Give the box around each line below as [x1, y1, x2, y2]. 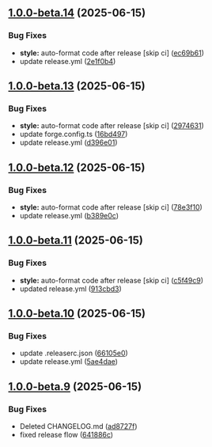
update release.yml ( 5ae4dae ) [19, 357, 119, 366]
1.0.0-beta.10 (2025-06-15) [8, 307, 146, 320]
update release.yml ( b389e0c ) [19, 211, 119, 221]
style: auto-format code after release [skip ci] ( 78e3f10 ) [19, 203, 203, 212]
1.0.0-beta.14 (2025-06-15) [8, 6, 146, 20]
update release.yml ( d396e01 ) [19, 138, 118, 147]
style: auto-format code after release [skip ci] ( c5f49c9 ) [19, 275, 204, 285]
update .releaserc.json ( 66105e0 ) [19, 348, 128, 358]
